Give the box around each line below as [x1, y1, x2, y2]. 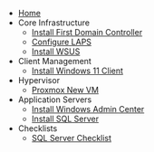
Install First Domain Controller [31, 27, 143, 37]
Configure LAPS [31, 36, 92, 47]
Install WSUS [31, 46, 81, 57]
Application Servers [17, 94, 92, 105]
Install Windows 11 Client [31, 65, 124, 76]
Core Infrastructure [17, 17, 91, 28]
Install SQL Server [31, 113, 100, 124]
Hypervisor [17, 75, 61, 85]
